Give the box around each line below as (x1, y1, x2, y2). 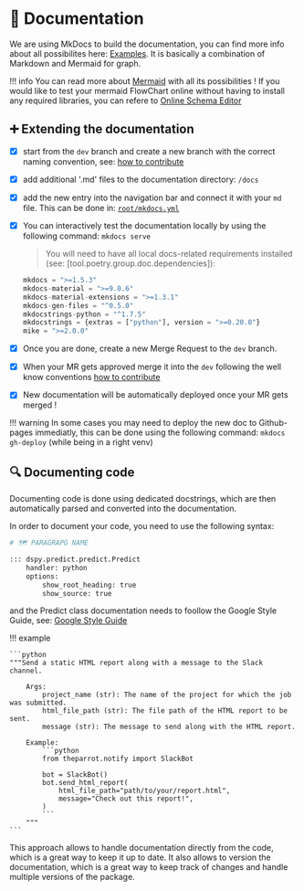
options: (26, 571, 59, 581)
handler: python (26, 563, 89, 572)
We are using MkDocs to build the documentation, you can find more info (9, 38, 285, 49)
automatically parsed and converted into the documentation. (9, 503, 237, 514)
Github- (258, 418, 288, 429)
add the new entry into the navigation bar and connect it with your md (22, 192, 282, 203)
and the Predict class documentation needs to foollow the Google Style (9, 605, 277, 616)
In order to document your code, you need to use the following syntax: (9, 521, 275, 532)
